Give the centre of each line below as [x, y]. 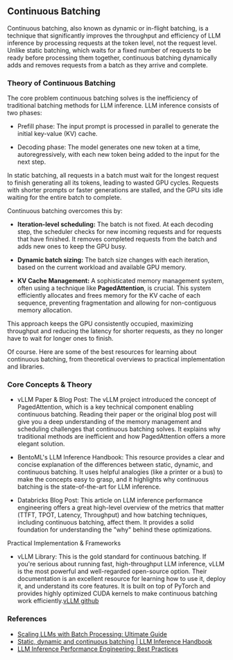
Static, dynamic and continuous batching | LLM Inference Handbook [115, 641]
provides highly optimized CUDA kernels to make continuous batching [117, 593]
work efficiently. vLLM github [58, 601]
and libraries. [26, 366]
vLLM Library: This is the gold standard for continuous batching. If [112, 557]
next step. [32, 162]
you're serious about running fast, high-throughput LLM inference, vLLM [121, 564]
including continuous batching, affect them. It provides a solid [105, 523]
